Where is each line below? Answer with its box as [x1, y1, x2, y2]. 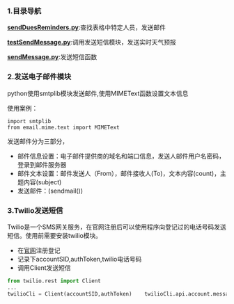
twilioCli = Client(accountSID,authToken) [7, 290, 132, 297]
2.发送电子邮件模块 [7, 72, 72, 81]
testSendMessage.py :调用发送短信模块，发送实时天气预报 [7, 38, 176, 47]
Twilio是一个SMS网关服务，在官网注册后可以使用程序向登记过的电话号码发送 [7, 223, 226, 231]
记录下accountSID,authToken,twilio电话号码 [17, 255, 142, 263]
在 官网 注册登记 [17, 246, 61, 255]
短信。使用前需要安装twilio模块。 [7, 231, 102, 239]
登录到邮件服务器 [17, 160, 67, 168]
